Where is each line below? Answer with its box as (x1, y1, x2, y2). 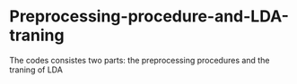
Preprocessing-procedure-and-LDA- (9, 6, 290, 27)
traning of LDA (9, 64, 63, 75)
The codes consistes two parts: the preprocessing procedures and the (9, 55, 270, 65)
